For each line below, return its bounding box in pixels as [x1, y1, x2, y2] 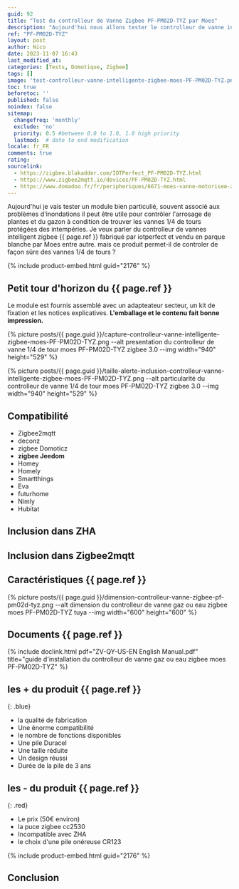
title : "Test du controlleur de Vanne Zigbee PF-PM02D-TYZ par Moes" [7, 17, 218, 24]
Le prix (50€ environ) [17, 815, 80, 823]
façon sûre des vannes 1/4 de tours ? [7, 247, 116, 257]
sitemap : [7, 110, 33, 117]
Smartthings [17, 475, 54, 483]
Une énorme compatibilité [17, 724, 94, 732]
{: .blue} [7, 702, 31, 711]
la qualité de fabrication [17, 716, 87, 724]
